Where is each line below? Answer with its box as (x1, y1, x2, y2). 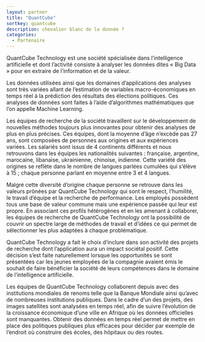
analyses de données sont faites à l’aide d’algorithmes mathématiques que (6, 99, 195, 106)
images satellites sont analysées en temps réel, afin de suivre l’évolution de (6, 303, 196, 310)
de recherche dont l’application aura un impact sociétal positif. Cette (6, 245, 179, 252)
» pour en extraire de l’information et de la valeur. (6, 67, 131, 74)
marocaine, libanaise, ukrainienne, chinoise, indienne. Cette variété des (6, 156, 187, 163)
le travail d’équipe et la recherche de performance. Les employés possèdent (6, 194, 199, 201)
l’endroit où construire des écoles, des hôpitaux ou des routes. (6, 329, 164, 336)
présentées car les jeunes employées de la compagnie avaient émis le (6, 258, 183, 265)
